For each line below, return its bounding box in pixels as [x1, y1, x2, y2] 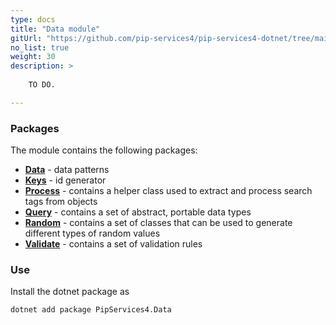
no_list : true [10, 42, 70, 53]
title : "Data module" [10, 24, 101, 34]
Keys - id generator [24, 174, 107, 186]
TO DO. [28, 80, 56, 90]
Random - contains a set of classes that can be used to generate [24, 217, 293, 229]
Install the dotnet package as [10, 286, 130, 298]
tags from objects [24, 196, 98, 208]
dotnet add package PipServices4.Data [10, 305, 172, 315]
